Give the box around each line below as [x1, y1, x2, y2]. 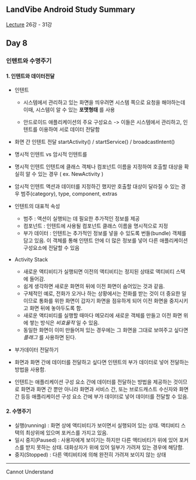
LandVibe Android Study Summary [6, 5, 135, 15]
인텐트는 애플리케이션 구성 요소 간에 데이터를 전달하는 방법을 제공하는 [14, 378, 172, 385]
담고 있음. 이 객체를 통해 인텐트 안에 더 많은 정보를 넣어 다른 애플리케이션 [23, 237, 188, 244]
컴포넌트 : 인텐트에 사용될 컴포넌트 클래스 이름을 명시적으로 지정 [23, 222, 168, 230]
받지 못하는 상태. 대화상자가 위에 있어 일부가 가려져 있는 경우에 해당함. [25, 444, 184, 451]
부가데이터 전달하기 [14, 346, 59, 353]
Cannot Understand [6, 468, 54, 475]
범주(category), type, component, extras [20, 190, 118, 198]
